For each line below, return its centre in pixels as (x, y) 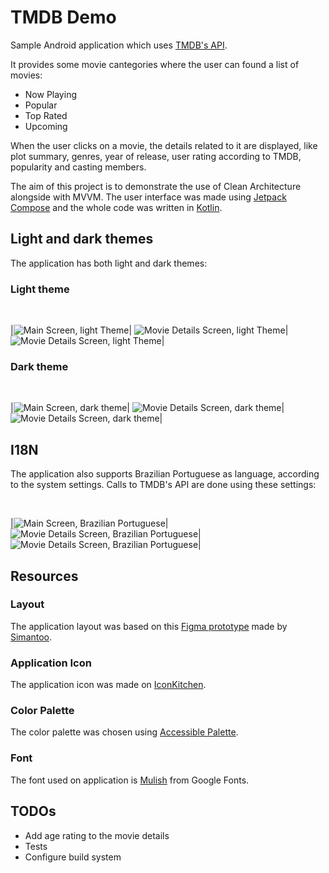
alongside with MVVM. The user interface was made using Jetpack (148, 197)
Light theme (40, 289)
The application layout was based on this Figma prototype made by (149, 626)
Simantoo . (31, 637)
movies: (26, 75)
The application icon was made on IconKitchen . (108, 685)
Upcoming (46, 126)
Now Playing (50, 94)
